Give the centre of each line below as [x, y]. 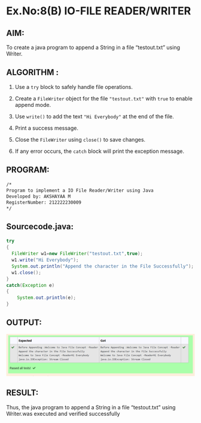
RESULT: [22, 393]
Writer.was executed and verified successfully [63, 413]
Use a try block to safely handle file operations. [74, 87]
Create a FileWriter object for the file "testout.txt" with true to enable [103, 98]
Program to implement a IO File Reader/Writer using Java [80, 190]
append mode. [33, 105]
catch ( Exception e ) [31, 285]
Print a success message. [47, 128]
